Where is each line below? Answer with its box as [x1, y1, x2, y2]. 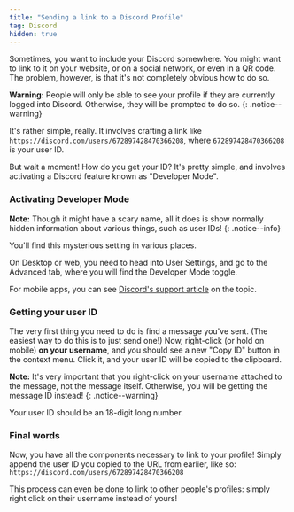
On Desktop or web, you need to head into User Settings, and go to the [9, 257, 268, 268]
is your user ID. [9, 144, 65, 155]
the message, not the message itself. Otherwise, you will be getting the [9, 380, 268, 391]
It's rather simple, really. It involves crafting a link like [9, 126, 202, 136]
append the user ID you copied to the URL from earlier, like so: [9, 459, 236, 469]
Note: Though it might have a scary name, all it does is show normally [9, 213, 264, 224]
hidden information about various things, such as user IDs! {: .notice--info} [9, 222, 282, 233]
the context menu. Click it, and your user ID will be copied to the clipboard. [9, 353, 282, 364]
